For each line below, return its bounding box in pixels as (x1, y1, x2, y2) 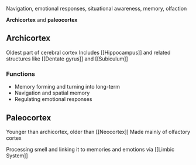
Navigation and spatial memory (14, 89, 90, 96)
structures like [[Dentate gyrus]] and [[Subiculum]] (6, 55, 128, 62)
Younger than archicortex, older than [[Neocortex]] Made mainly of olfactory (6, 128, 191, 135)
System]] (6, 152, 28, 159)
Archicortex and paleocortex (6, 16, 78, 23)
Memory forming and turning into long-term (14, 83, 120, 90)
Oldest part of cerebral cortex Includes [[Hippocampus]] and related (6, 49, 171, 56)
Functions (6, 70, 35, 78)
